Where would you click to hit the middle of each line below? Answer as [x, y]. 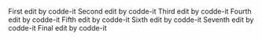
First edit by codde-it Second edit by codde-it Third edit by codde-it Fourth [130, 11]
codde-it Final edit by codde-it [58, 28]
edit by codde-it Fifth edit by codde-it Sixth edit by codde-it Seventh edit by [131, 20]
